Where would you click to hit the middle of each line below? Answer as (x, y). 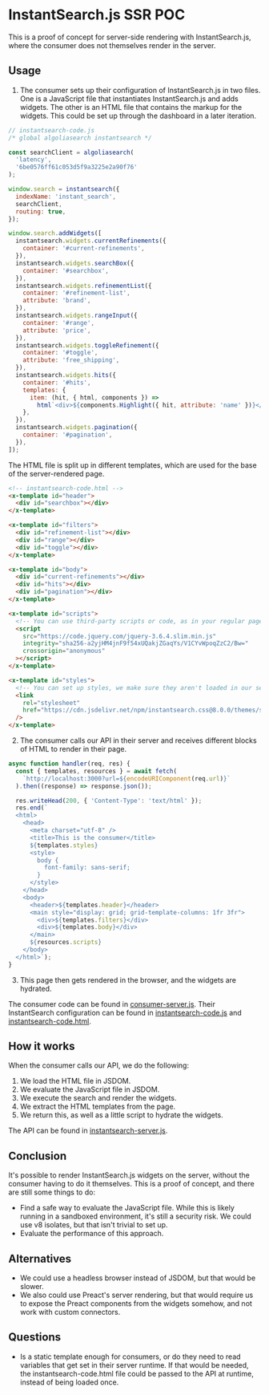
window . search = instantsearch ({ (64, 189)
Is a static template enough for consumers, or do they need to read (130, 1356)
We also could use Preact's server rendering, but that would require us (137, 1295)
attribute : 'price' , (57, 331)
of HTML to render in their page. (73, 749)
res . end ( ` (32, 808)
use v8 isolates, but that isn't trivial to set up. (94, 1225)
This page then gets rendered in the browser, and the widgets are (128, 979)
